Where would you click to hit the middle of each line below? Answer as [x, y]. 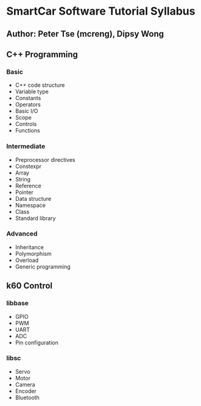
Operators [28, 104]
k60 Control [30, 286]
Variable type [32, 92]
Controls [26, 124]
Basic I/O [26, 111]
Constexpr [28, 166]
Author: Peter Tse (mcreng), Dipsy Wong [85, 34]
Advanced [22, 234]
